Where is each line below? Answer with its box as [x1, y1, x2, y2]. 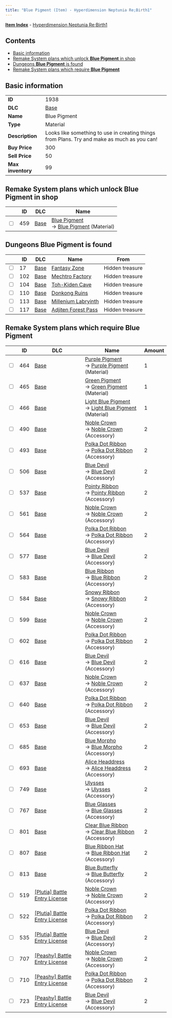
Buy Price [8, 144, 32, 152]
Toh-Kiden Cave [51, 281, 92, 288]
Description [8, 133, 37, 140]
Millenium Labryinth [51, 297, 99, 305]
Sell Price [8, 153, 32, 160]
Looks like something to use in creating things [45, 129, 156, 137]
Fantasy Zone [51, 264, 84, 271]
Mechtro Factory [51, 273, 92, 280]
